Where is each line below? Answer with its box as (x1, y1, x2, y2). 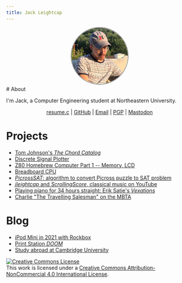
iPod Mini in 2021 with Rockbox (14, 234, 91, 241)
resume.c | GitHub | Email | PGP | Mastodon (46, 108, 153, 115)
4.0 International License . (47, 271, 109, 278)
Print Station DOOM (14, 240, 63, 247)
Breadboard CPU (14, 168, 56, 175)
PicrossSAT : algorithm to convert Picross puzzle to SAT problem (14, 174, 172, 181)
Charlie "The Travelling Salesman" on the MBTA (14, 193, 132, 200)
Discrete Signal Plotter (14, 155, 70, 162)
